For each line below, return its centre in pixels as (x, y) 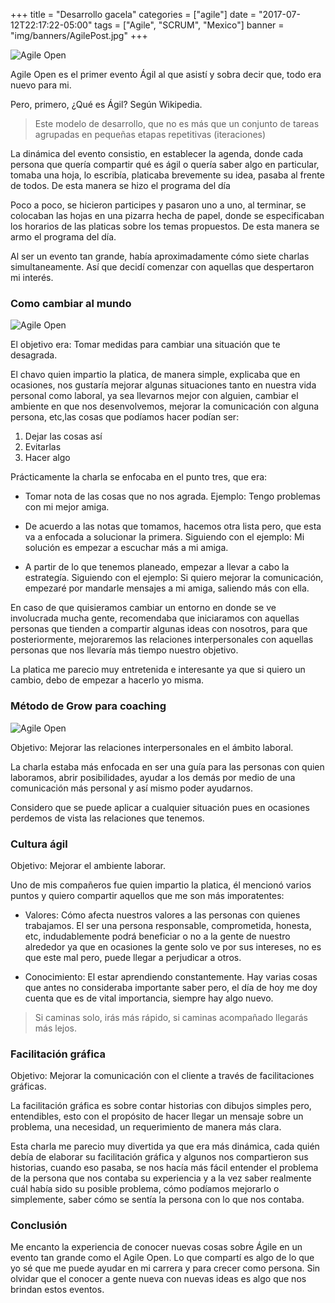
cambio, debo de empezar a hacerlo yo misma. (107, 680)
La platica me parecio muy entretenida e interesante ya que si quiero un (158, 670)
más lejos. (56, 1028)
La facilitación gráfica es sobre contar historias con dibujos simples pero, (161, 1106)
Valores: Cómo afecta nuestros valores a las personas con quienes (162, 915)
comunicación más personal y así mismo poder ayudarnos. (132, 788)
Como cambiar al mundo (71, 303)
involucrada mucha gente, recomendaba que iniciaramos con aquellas (155, 618)
